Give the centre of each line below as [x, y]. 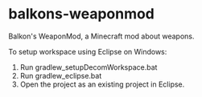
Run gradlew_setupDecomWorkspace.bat [89, 67]
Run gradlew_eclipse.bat [61, 75]
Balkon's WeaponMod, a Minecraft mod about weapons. [101, 36]
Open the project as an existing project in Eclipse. [102, 84]
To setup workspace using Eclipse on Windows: [88, 51]
